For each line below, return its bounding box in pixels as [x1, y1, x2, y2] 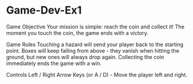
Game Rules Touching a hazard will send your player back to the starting [6, 41, 184, 48]
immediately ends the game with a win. [6, 60, 102, 67]
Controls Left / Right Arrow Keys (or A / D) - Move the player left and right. [6, 71, 188, 78]
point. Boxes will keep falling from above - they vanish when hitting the [6, 47, 179, 54]
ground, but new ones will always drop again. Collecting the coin [6, 53, 164, 60]
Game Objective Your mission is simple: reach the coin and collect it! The [6, 23, 185, 30]
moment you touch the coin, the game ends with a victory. [6, 29, 148, 36]
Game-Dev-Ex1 [6, 4, 82, 17]
